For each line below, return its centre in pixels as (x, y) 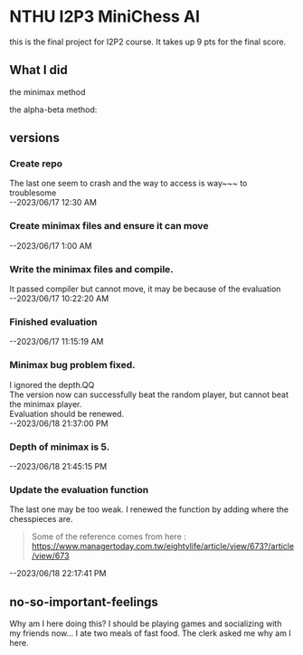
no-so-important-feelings (84, 602)
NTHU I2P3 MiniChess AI (105, 17)
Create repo (36, 164)
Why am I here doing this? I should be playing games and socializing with (146, 624)
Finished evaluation (53, 321)
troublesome (33, 193)
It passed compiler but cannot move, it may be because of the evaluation (145, 289)
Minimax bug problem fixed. (72, 365)
